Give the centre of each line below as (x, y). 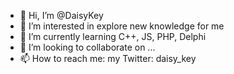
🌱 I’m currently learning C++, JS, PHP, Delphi (113, 36)
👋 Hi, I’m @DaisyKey (61, 15)
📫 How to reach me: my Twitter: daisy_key (108, 58)
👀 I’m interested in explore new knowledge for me (122, 26)
